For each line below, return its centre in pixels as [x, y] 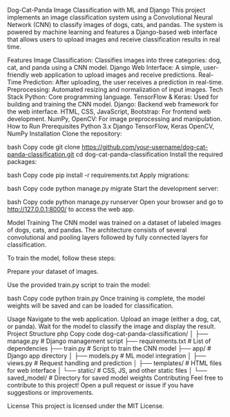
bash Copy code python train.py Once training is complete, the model [106, 298]
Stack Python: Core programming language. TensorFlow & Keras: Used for [113, 97]
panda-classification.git [41, 154]
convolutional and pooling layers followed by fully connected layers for [108, 237]
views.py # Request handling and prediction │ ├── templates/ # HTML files [115, 363]
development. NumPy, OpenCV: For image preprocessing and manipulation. [115, 119]
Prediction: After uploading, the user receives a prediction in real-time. [123, 82]
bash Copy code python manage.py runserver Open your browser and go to [115, 202]
